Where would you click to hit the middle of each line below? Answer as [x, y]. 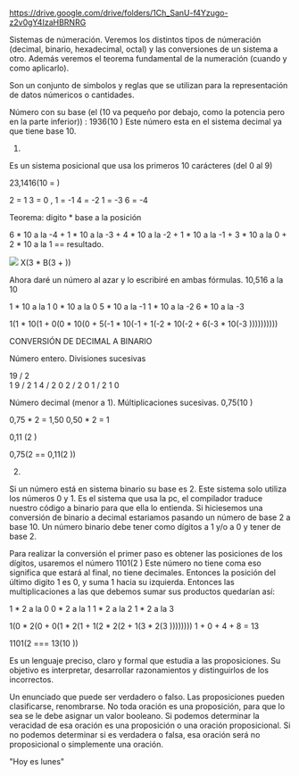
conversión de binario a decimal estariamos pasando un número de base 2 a [150, 517]
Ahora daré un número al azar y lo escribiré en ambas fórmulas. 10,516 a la [146, 280]
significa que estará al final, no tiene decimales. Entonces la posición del [143, 573]
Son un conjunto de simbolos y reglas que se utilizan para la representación [149, 85]
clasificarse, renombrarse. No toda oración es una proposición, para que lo [147, 706]
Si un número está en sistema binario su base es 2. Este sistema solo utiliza [148, 489]
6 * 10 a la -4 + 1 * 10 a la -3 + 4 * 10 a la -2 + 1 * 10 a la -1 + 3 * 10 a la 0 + [148, 235]
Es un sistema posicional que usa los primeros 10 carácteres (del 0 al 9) [141, 165]
